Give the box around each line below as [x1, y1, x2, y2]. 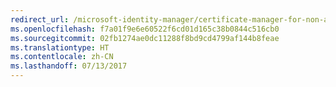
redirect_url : [10, 14, 70, 25]
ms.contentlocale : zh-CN [10, 52, 114, 62]
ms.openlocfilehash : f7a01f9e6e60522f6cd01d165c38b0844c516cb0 [10, 24, 280, 34]
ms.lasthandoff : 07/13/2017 [10, 61, 128, 71]
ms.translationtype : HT [10, 42, 110, 53]
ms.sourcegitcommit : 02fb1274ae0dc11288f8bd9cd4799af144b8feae [10, 33, 280, 43]
